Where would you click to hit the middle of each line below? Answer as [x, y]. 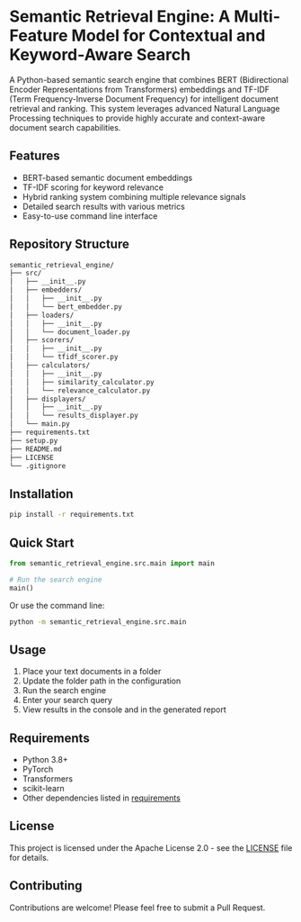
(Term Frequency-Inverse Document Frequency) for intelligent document [144, 99]
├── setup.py [34, 440]
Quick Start [42, 542]
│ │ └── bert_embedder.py [66, 307]
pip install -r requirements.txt [72, 515]
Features [35, 156]
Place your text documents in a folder [92, 672]
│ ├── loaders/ [42, 315]
